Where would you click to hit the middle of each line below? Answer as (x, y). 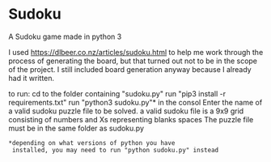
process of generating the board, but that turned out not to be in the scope (133, 61)
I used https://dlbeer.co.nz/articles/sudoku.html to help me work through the (136, 52)
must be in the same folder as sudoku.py (76, 128)
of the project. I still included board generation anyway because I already (130, 69)
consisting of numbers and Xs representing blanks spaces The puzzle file (131, 119)
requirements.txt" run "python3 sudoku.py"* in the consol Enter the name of (135, 102)
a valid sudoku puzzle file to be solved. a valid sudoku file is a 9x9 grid (126, 111)
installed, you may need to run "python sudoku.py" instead (115, 150)
